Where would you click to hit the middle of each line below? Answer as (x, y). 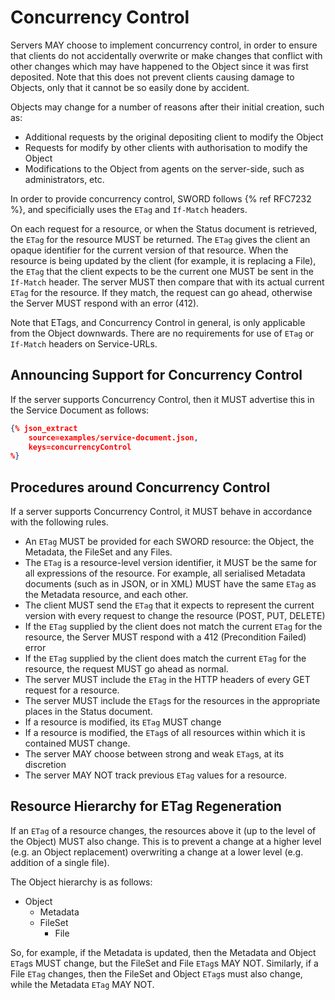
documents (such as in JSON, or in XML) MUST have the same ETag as (170, 584)
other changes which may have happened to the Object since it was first (159, 66)
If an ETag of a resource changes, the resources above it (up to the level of (163, 830)
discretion (45, 765)
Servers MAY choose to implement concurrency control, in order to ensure (164, 45)
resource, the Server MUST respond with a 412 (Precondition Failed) (165, 637)
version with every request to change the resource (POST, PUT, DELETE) (175, 616)
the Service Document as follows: (80, 410)
